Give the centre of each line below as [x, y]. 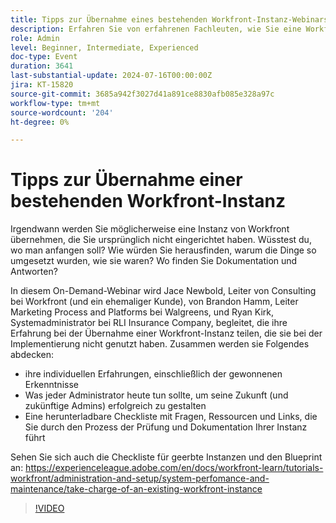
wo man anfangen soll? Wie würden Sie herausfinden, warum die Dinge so [163, 250]
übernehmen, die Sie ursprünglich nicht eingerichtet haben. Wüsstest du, [161, 240]
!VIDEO [49, 508]
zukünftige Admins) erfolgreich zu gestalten [115, 406]
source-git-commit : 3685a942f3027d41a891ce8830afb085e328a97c [142, 94]
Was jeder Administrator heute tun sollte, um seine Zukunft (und [156, 395]
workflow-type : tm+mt [55, 103]
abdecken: [32, 355]
